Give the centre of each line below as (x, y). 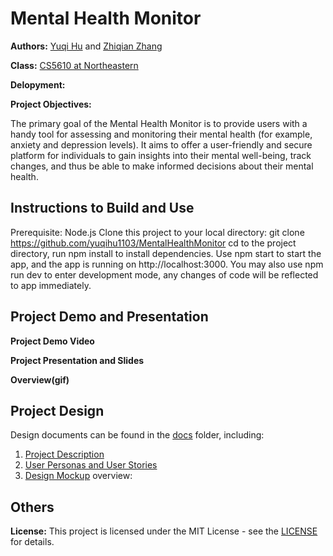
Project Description (64, 454)
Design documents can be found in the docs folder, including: (137, 435)
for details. (32, 542)
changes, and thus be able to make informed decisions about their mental (162, 166)
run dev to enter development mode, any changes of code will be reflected (164, 274)
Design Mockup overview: (78, 476)
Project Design (57, 410)
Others (32, 507)
